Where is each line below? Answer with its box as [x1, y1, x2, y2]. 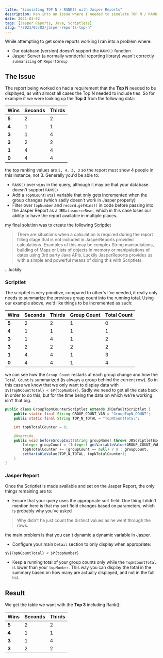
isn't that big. [5, 398, 32, 404]
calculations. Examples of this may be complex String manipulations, [16, 241, 154, 248]
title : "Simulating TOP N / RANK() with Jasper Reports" [5, 7, 123, 12]
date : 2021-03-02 [5, 16, 40, 21]
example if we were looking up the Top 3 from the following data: [5, 95, 135, 101]
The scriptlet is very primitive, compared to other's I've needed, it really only [5, 290, 158, 296]
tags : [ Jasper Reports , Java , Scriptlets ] [5, 20, 92, 26]
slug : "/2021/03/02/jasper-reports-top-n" [5, 25, 92, 30]
